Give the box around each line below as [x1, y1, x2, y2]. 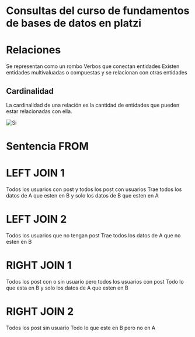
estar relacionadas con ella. [6, 107, 72, 115]
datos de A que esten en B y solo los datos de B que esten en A [6, 192, 159, 199]
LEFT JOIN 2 [6, 213, 67, 226]
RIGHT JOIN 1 [6, 259, 72, 272]
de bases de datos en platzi [6, 16, 142, 30]
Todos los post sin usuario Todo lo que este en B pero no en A [6, 324, 156, 331]
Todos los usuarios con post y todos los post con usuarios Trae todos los [6, 186, 182, 193]
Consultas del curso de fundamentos [6, 4, 190, 18]
